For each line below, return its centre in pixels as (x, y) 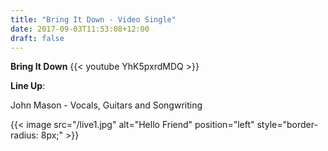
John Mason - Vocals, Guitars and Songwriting (106, 105)
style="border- (287, 125)
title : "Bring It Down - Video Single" (93, 19)
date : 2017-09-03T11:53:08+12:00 (80, 29)
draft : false (37, 38)
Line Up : (28, 86)
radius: (24, 135)
